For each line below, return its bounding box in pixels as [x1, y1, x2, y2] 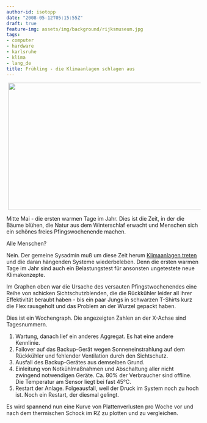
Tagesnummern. [6, 321, 48, 328]
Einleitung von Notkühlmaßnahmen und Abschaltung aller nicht [15, 365, 174, 373]
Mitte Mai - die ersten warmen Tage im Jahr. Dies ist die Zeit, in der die [6, 215, 185, 223]
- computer [6, 37, 34, 43]
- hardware [6, 43, 34, 50]
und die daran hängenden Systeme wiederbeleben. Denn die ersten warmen [6, 258, 198, 266]
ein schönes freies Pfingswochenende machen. [6, 228, 126, 235]
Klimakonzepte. [6, 271, 46, 279]
